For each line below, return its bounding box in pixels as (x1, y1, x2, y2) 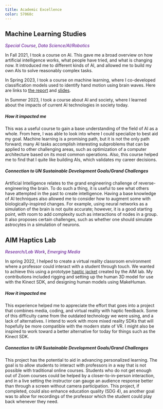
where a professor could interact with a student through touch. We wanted (5, 264, 155, 269)
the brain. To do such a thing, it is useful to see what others (30, 185, 149, 191)
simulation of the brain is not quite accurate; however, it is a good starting (5, 206, 152, 212)
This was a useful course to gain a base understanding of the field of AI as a (5, 125, 158, 132)
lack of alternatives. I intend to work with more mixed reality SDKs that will (5, 318, 154, 324)
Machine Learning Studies (5, 30, 87, 38)
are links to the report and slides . (5, 87, 71, 93)
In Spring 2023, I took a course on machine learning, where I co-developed (5, 77, 156, 83)
